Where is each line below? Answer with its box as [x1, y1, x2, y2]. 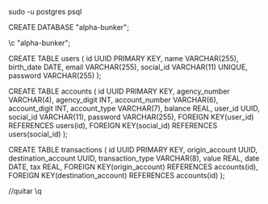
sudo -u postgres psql [8, 7, 82, 16]
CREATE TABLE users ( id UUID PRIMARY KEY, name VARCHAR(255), [8, 54, 239, 63]
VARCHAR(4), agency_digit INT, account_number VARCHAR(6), [8, 95, 219, 104]
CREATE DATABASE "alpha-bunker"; [8, 23, 129, 31]
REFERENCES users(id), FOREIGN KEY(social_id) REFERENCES [8, 121, 218, 130]
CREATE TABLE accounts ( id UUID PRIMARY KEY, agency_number [8, 86, 230, 96]
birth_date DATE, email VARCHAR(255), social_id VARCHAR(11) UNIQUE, [8, 62, 248, 72]
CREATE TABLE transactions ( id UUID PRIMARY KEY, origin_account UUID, [8, 145, 258, 154]
